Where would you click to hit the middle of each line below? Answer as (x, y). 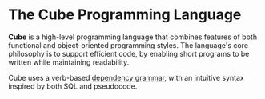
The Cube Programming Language (125, 15)
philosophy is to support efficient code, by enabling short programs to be (129, 53)
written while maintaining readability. (69, 62)
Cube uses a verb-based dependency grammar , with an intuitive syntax (126, 77)
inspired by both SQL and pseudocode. (73, 86)
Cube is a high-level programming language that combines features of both (133, 37)
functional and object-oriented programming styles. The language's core (128, 45)
